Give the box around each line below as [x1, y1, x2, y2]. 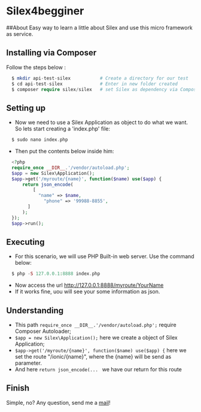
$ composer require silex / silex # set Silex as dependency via [11, 86, 178, 92]
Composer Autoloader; [14, 328, 72, 335]
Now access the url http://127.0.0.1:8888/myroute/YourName [14, 281, 164, 289]
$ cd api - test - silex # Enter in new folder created [11, 81, 178, 87]
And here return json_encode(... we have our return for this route [14, 366, 182, 373]
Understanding [6, 305, 64, 316]
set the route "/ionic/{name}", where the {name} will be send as [14, 353, 172, 360]
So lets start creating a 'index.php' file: [14, 125, 111, 132]
